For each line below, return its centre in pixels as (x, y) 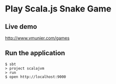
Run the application (35, 53)
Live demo (21, 27)
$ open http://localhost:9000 (36, 77)
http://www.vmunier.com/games (37, 38)
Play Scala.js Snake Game (58, 9)
